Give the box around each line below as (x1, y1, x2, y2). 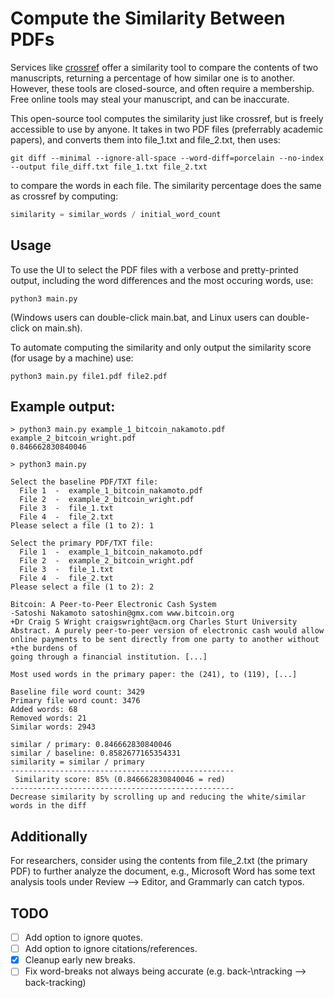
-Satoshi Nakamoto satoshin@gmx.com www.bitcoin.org (10, 608, 235, 619)
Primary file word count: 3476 (10, 696, 141, 706)
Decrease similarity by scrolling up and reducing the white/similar (10, 792, 307, 802)
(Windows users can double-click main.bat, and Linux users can (10, 311, 275, 323)
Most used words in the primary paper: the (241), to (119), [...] (10, 670, 298, 680)
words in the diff (10, 801, 87, 811)
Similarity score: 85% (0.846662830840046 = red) (14, 775, 226, 785)
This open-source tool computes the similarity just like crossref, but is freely (10, 112, 324, 124)
